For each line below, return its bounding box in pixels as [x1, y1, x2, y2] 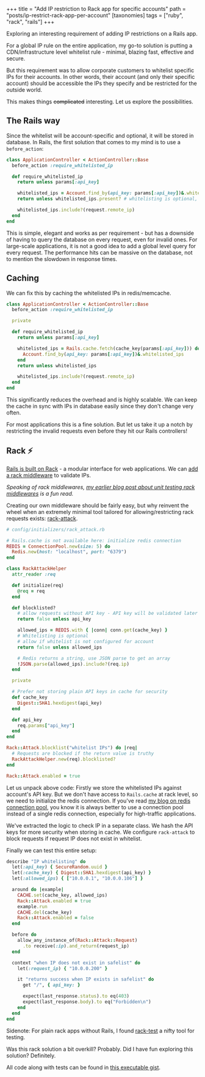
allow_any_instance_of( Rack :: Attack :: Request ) [17, 938, 138, 944]
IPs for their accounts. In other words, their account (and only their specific [6, 73, 195, 80]
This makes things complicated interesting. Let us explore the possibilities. [6, 98, 193, 105]
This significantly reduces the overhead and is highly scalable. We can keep [6, 396, 198, 403]
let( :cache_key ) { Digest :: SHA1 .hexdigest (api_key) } [12, 870, 151, 876]
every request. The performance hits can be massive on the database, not [6, 249, 193, 256]
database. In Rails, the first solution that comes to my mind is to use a [6, 138, 181, 145]
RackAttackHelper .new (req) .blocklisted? [12, 756, 116, 762]
